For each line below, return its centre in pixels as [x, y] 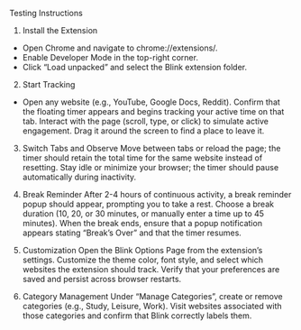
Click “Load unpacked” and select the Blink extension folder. [135, 67]
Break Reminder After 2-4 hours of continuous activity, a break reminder [157, 194]
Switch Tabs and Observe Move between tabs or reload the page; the [151, 148]
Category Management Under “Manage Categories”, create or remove [152, 296]
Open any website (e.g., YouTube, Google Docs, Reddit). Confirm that [151, 102]
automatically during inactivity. [79, 177]
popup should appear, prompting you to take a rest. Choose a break [148, 204]
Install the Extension [60, 30]
